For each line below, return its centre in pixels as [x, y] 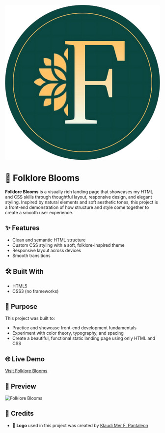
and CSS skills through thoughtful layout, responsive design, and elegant [79, 197]
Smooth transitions [31, 256]
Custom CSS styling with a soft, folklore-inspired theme [68, 245]
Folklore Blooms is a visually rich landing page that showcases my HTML [79, 192]
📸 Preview [21, 386]
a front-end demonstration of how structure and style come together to [77, 207]
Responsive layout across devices [46, 250]
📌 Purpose [21, 306]
